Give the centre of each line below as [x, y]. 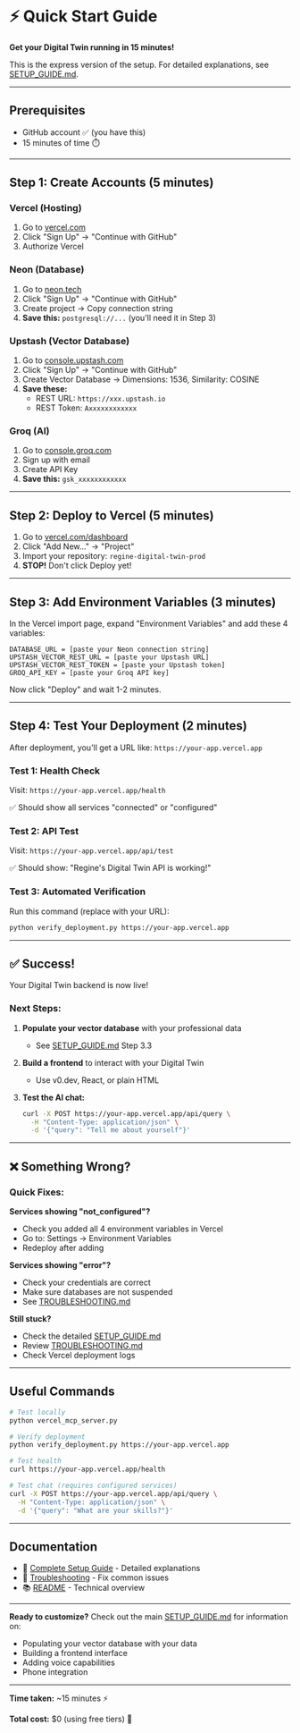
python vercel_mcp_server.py [63, 1420]
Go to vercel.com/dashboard [75, 537]
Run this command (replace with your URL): [89, 911]
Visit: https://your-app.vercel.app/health [87, 790]
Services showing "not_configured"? [80, 1211]
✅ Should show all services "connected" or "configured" [113, 807]
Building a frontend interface [75, 1653]
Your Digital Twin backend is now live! [79, 985]
